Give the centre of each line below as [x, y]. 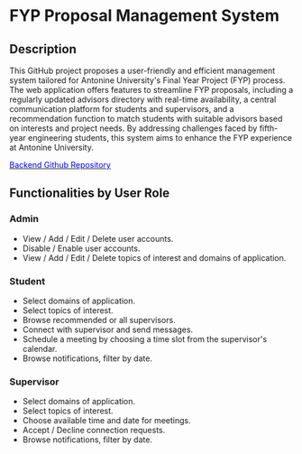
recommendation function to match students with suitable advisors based [146, 119]
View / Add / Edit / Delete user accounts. [98, 238]
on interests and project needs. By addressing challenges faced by [133, 128]
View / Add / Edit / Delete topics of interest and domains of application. [154, 257]
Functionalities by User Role [89, 194]
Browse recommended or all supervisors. [99, 320]
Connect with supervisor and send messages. [108, 329]
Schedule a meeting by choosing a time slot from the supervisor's [145, 338]
